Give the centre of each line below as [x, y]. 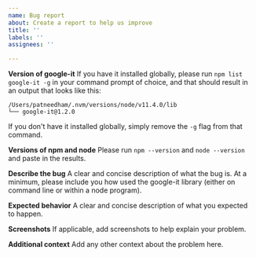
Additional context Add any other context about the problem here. [116, 244]
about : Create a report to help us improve [80, 23]
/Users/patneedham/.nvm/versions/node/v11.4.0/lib [93, 105]
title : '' [24, 30]
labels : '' [26, 37]
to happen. [26, 214]
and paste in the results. [47, 159]
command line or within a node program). [75, 190]
